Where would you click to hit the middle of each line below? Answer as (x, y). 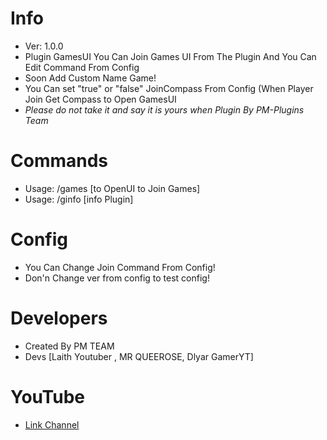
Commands (59, 161)
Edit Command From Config (82, 67)
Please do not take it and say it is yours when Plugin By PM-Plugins (164, 109)
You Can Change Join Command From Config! (120, 267)
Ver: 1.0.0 (44, 46)
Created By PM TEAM (69, 346)
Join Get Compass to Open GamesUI (100, 99)
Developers (59, 318)
